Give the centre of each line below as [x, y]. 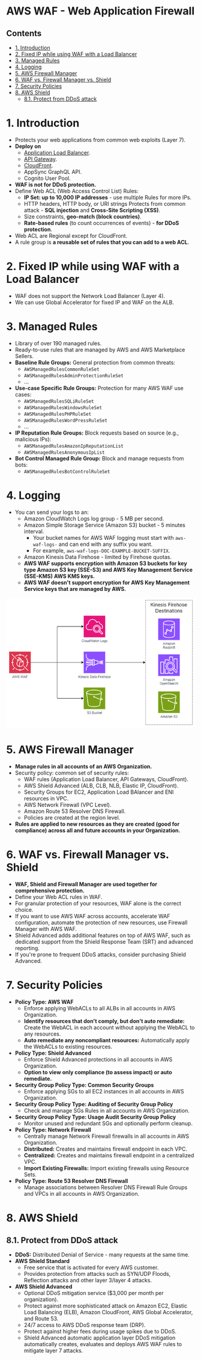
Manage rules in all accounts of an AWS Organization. [83, 767]
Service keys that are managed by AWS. [75, 589]
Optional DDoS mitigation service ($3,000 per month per [94, 1293]
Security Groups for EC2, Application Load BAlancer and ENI [99, 792]
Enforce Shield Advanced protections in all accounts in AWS [98, 1060]
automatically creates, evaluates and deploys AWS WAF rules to [103, 1344]
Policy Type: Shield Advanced [53, 1053]
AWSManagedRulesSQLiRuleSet [59, 401]
